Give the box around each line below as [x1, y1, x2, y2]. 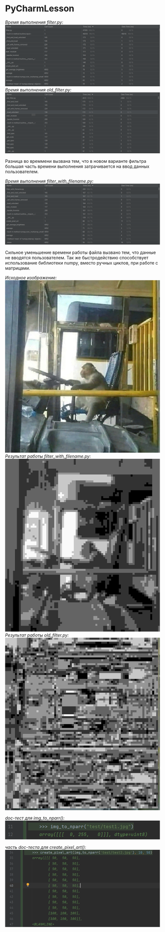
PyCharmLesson [5, 3, 75, 14]
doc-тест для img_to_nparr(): [5, 815, 65, 821]
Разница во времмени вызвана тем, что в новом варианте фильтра [5, 158, 146, 164]
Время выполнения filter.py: [5, 19, 64, 25]
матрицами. [5, 265, 30, 271]
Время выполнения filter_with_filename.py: [5, 178, 94, 184]
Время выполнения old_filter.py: [5, 87, 72, 93]
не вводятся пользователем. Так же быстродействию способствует [5, 254, 149, 261]
